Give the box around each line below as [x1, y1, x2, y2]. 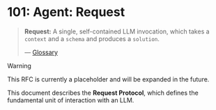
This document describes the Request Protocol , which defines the [7, 88, 199, 97]
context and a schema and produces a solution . [24, 34, 160, 42]
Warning [7, 61, 31, 70]
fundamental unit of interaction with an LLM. [7, 95, 134, 104]
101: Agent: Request [7, 4, 125, 20]
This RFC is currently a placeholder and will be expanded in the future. [7, 74, 210, 84]
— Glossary [24, 48, 58, 56]
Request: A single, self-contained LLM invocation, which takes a [24, 27, 210, 36]
